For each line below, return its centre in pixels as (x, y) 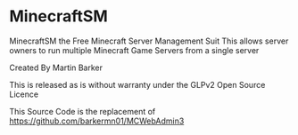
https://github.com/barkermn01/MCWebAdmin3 (97, 121)
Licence (24, 94)
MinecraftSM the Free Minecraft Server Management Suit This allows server (149, 41)
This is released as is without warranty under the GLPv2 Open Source (137, 84)
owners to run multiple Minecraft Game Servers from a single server (134, 50)
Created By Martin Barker (56, 67)
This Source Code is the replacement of (83, 111)
